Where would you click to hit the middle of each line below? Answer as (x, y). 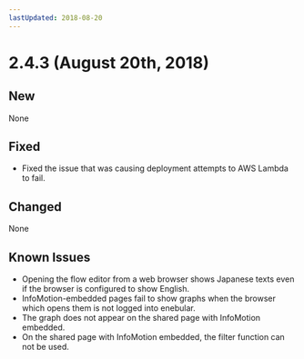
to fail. (34, 178)
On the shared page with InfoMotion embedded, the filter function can (153, 337)
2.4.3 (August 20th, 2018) (109, 62)
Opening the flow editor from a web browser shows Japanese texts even (158, 279)
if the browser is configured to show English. (106, 289)
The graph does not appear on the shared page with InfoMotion (141, 318)
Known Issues (50, 257)
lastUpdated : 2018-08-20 (56, 18)
